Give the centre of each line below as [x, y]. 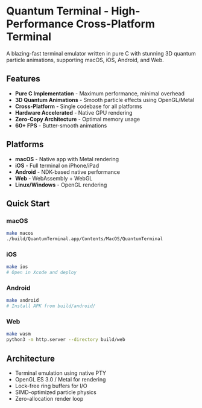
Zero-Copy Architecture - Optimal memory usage [77, 119]
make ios [17, 267]
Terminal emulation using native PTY [61, 373]
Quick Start [28, 203]
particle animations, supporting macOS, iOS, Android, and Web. [85, 60]
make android [23, 301]
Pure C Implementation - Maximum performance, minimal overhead [100, 93]
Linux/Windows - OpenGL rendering [61, 185]
